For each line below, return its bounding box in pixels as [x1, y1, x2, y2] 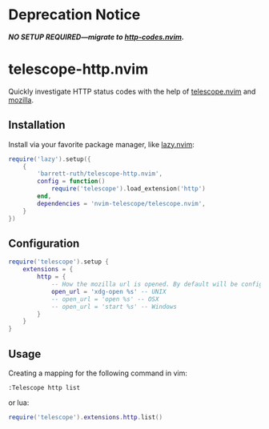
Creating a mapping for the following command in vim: [8, 368, 188, 378]
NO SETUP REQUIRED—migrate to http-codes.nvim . [8, 32, 185, 42]
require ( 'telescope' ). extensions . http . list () [8, 413, 163, 421]
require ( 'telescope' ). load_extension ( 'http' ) [50, 185, 206, 193]
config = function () [37, 178, 106, 186]
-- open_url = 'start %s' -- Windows [50, 303, 178, 311]
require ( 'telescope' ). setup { [8, 258, 110, 266]
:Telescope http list [8, 383, 81, 391]
